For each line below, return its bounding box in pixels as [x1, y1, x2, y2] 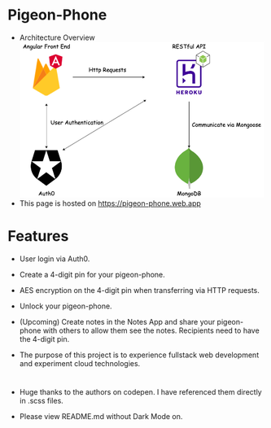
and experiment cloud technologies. [19, 359, 141, 368]
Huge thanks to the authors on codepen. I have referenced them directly [19, 387, 262, 397]
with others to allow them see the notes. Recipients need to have [42, 325, 260, 335]
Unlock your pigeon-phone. [19, 301, 112, 311]
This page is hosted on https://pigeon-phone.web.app [19, 199, 201, 208]
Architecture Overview [19, 33, 95, 42]
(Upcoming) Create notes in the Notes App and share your [19, 317, 216, 326]
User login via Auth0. [19, 254, 90, 264]
